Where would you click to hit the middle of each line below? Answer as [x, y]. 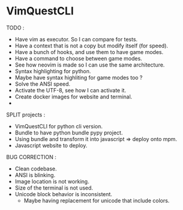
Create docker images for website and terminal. [74, 97]
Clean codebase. [36, 169]
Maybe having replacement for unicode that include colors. [97, 200]
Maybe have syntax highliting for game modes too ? [79, 77]
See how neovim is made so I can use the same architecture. [90, 65]
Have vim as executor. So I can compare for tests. [76, 39]
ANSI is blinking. [35, 175]
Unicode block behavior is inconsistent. [63, 194]
